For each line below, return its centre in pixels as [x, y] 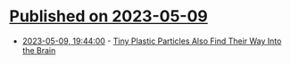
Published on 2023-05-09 [108, 16]
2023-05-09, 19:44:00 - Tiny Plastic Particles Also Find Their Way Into [152, 41]
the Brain [39, 50]
